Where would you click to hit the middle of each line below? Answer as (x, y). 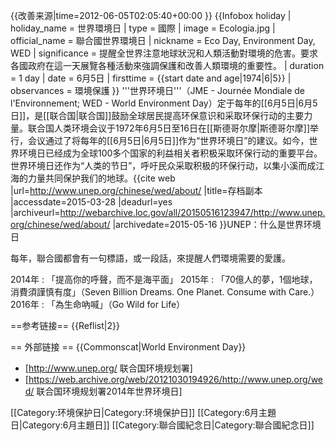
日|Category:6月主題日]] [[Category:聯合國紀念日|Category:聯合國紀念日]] (162, 425)
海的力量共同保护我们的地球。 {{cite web (93, 178)
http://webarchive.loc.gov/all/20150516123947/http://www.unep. (192, 212)
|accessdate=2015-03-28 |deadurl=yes (91, 202)
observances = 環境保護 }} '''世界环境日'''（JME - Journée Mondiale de (158, 90)
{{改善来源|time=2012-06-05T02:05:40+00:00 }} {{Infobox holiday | (151, 15)
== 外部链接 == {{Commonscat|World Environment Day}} (128, 347)
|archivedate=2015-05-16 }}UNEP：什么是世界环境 (217, 224)
